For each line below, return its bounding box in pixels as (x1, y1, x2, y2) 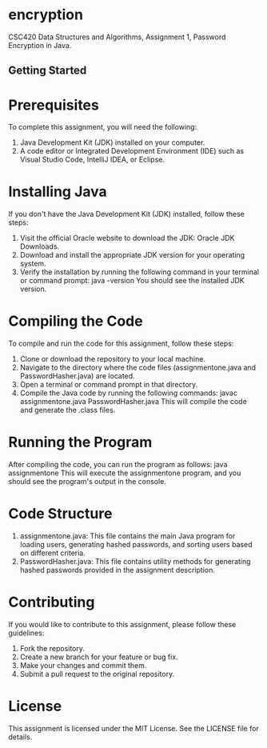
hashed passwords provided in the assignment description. (19, 566, 216, 575)
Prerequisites (8, 96, 100, 114)
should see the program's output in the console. (8, 477, 166, 486)
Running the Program (8, 434, 153, 451)
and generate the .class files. (19, 406, 116, 415)
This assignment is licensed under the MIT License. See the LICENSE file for (8, 723, 260, 733)
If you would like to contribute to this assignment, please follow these (8, 619, 237, 629)
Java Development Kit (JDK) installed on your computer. (19, 138, 205, 147)
